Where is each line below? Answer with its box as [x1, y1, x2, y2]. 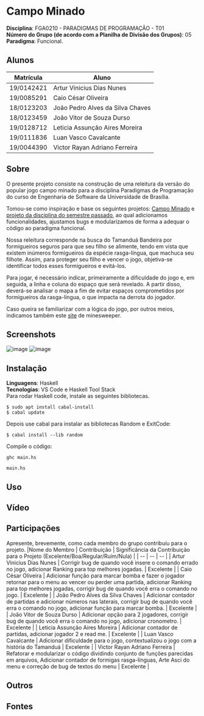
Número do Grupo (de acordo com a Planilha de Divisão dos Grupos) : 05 [6, 31, 192, 38]
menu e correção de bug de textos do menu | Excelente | [6, 662, 149, 670]
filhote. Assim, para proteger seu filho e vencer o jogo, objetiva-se [6, 255, 173, 263]
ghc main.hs [6, 455, 37, 461]
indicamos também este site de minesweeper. [6, 311, 122, 319]
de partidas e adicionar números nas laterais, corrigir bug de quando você [6, 598, 193, 605]
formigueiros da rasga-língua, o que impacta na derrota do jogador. [6, 293, 175, 300]
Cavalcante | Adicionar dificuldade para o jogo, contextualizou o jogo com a [6, 637, 197, 644]
